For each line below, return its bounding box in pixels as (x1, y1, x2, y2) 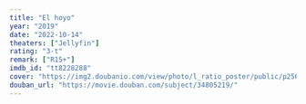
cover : (9, 72, 35, 81)
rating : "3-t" (9, 47, 64, 56)
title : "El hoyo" (9, 13, 76, 23)
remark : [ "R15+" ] (9, 55, 76, 64)
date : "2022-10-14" (9, 30, 84, 39)
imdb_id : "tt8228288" (9, 64, 92, 73)
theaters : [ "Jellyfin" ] (9, 38, 100, 48)
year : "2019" (9, 22, 59, 31)
